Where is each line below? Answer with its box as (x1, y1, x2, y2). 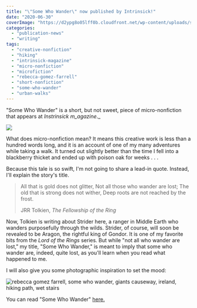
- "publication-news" (11, 31, 64, 36)
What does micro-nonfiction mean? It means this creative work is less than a (6, 135, 191, 142)
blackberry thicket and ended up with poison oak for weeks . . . (6, 154, 159, 161)
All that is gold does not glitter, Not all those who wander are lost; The (20, 182, 189, 189)
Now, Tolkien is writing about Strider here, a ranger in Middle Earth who (6, 218, 179, 225)
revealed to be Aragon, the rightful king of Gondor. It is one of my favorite (6, 230, 184, 238)
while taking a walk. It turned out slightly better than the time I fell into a (6, 147, 179, 154)
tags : (6, 42, 19, 48)
